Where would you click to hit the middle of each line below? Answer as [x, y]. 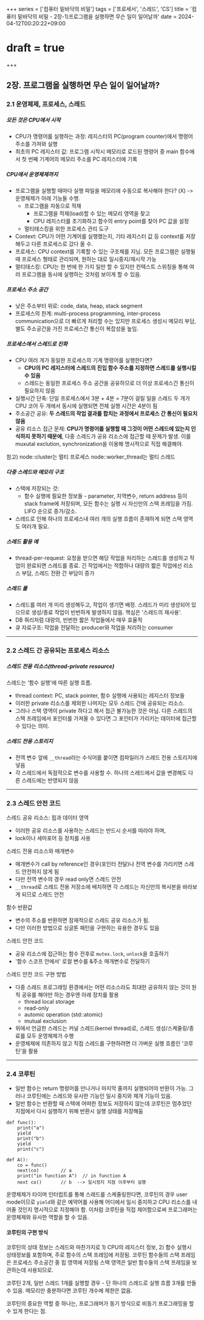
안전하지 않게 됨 [40, 872]
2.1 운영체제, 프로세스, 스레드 [46, 104]
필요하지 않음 [40, 391]
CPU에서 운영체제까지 [32, 174]
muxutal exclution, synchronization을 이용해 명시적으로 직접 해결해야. [99, 444]
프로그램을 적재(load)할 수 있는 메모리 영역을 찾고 [92, 214]
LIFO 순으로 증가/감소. [50, 511]
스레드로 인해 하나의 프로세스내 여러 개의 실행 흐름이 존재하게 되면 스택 [98, 519]
